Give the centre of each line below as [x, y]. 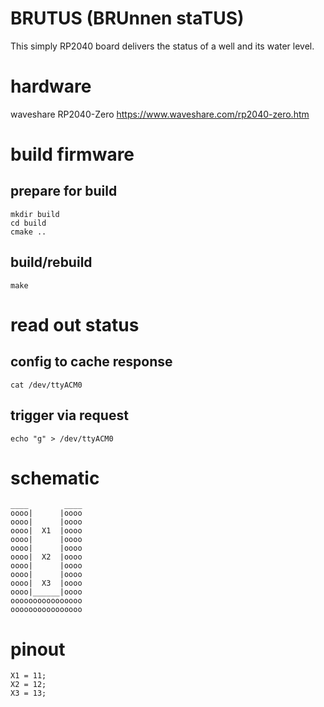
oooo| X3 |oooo [46, 583]
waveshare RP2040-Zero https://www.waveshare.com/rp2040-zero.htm [160, 114]
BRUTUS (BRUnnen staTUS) [127, 18]
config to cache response [91, 362]
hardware [51, 86]
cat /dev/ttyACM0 [46, 385]
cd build [28, 223]
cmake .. [28, 232]
